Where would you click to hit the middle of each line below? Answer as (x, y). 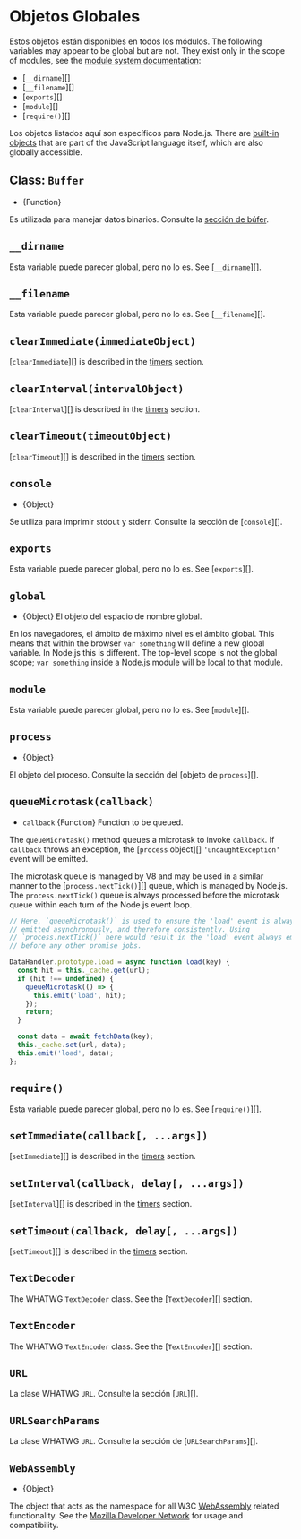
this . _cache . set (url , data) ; (72, 1045)
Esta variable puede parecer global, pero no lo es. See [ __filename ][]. (138, 314)
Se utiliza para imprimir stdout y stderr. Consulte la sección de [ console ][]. (146, 521)
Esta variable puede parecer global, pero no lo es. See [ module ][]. (129, 710)
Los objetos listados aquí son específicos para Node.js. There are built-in (144, 133)
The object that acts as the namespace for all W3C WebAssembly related (144, 1506)
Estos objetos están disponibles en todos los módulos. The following (136, 41)
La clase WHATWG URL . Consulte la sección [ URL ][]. (104, 1394)
